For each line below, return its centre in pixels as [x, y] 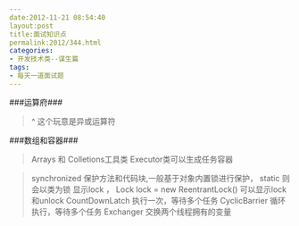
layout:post [31, 26]
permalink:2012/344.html [55, 42]
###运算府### [36, 102]
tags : [19, 68]
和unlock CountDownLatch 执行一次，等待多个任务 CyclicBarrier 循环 [158, 200]
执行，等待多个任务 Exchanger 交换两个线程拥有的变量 [131, 212]
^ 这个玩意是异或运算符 [73, 121]
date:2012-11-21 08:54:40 [57, 17]
